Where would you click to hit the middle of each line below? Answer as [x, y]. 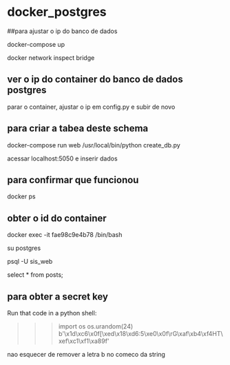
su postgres [24, 248]
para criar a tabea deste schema [78, 128]
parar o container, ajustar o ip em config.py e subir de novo [91, 107]
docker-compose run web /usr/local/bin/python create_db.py [94, 145]
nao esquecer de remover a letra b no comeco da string [86, 354]
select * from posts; [35, 275]
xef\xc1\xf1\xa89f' [84, 341]
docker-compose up [36, 44]
